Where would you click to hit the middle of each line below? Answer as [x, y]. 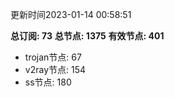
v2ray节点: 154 [55, 69]
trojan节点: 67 [53, 57]
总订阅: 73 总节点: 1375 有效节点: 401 [87, 36]
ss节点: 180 [48, 82]
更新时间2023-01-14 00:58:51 [71, 14]
